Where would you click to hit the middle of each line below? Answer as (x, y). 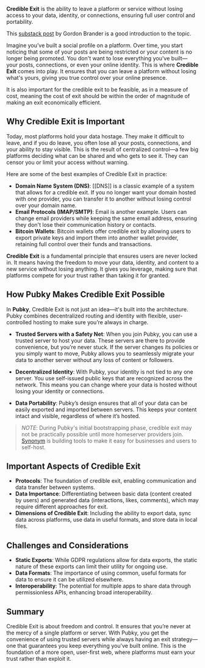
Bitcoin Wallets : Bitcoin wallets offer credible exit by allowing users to (103, 231)
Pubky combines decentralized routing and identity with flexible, (87, 316)
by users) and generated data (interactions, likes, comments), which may (107, 500)
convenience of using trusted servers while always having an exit (88, 639)
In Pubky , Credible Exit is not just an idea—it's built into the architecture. (97, 309)
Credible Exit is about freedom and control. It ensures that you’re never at (99, 627)
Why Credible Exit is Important (66, 122)
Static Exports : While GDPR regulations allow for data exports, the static (106, 560)
